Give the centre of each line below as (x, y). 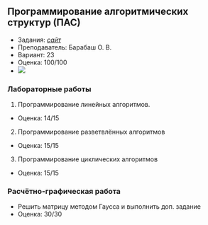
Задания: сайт (39, 40)
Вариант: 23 (36, 54)
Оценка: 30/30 (40, 214)
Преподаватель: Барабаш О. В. (65, 47)
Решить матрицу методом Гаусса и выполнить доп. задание (109, 207)
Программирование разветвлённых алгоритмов (91, 132)
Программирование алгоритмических (98, 12)
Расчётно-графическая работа (64, 192)
